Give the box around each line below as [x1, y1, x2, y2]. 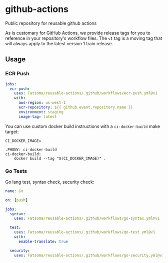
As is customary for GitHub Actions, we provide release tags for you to [5, 30, 151, 36]
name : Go [5, 188, 23, 194]
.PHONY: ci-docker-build [5, 147, 57, 152]
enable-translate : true [18, 239, 68, 244]
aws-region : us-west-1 [18, 100, 66, 105]
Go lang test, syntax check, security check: [5, 179, 94, 185]
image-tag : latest [18, 114, 57, 119]
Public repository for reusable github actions [5, 20, 97, 26]
